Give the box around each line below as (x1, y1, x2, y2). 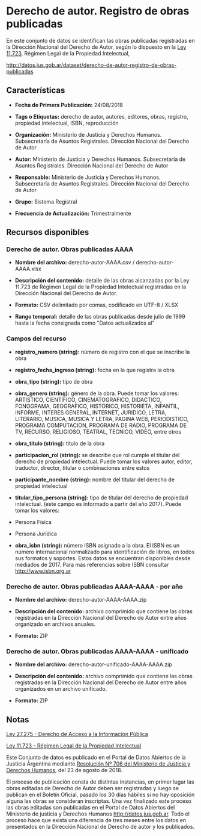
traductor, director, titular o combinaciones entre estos (14, 464, 150, 471)
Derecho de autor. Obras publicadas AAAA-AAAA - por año (6, 582, 183, 591)
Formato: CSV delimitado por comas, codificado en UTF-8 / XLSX (14, 301, 179, 308)
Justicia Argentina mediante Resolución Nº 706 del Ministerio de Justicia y (6, 760, 191, 767)
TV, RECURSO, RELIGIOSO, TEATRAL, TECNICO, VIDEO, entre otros (14, 428, 182, 435)
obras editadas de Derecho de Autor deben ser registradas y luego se (6, 785, 179, 792)
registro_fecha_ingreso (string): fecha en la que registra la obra (14, 366, 175, 373)
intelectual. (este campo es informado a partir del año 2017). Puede (14, 500, 182, 507)
